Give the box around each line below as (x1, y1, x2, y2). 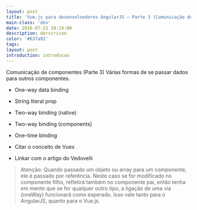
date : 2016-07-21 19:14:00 (6, 25, 72, 31)
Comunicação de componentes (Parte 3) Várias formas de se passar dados (6, 68, 188, 75)
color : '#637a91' (6, 36, 49, 42)
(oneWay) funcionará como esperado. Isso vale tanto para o (20, 191, 166, 198)
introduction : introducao (6, 52, 69, 58)
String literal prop (14, 98, 57, 105)
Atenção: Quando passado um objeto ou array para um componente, (20, 166, 187, 173)
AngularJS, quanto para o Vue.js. (20, 197, 100, 204)
